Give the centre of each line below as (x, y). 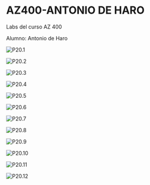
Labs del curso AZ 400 (34, 27)
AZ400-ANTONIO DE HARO (76, 10)
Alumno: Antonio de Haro (37, 38)
